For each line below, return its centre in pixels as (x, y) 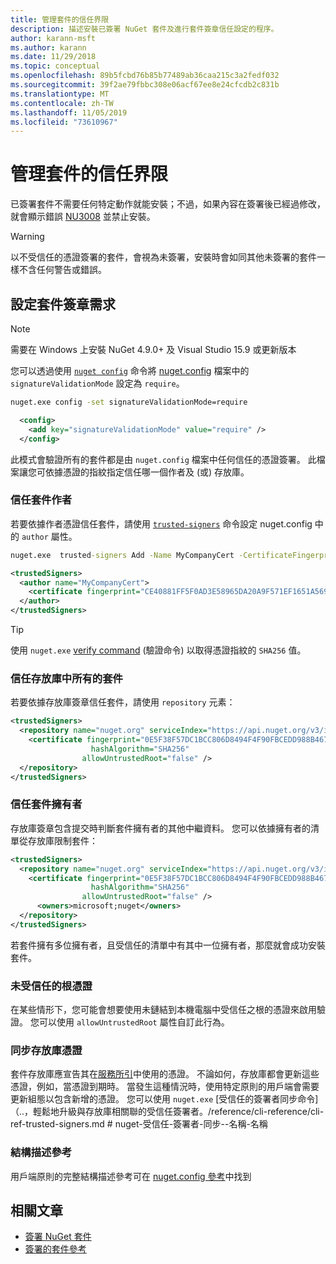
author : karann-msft (53, 38)
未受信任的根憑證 (51, 986)
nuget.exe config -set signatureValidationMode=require (129, 402)
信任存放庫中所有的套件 (66, 678)
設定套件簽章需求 (63, 304)
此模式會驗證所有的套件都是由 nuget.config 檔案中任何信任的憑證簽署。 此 (163, 459)
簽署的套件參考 (55, 1249)
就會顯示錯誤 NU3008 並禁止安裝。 (83, 217)
